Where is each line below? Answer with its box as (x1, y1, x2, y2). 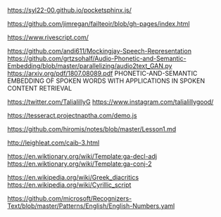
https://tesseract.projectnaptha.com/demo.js (7, 112, 137, 119)
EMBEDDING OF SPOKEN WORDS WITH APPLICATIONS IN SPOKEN (7, 77, 206, 85)
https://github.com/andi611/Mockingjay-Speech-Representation (7, 47, 192, 55)
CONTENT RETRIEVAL (7, 84, 72, 92)
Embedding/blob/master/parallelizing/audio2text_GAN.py (7, 62, 172, 70)
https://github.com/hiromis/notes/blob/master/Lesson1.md (7, 125, 177, 133)
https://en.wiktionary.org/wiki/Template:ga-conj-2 (7, 159, 153, 168)
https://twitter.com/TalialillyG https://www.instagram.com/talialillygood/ (7, 98, 214, 106)
